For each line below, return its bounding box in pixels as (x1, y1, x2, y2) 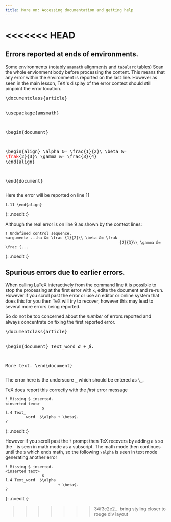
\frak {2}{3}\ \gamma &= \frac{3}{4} (5, 153, 97, 159)
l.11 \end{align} (5, 202, 42, 207)
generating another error (5, 454, 58, 460)
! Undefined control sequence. (5, 231, 72, 236)
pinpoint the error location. (5, 85, 62, 91)
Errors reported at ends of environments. (5, 50, 139, 59)
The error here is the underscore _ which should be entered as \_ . (5, 377, 144, 383)
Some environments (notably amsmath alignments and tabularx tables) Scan (5, 64, 164, 70)
